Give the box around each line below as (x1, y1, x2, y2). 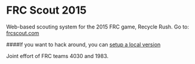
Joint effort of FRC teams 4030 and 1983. (6, 52, 109, 59)
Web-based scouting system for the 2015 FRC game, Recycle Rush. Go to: (6, 23, 190, 30)
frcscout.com (6, 29, 39, 36)
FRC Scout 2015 (6, 4, 87, 17)
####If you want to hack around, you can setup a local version (6, 41, 161, 48)
